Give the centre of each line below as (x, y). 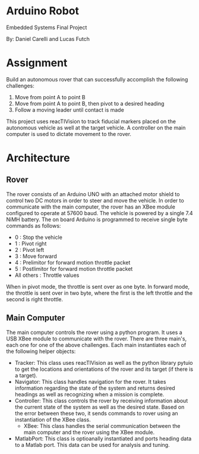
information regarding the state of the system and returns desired (95, 388)
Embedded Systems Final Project (47, 27)
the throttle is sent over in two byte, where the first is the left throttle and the (99, 293)
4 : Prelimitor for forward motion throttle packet (72, 262)
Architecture (38, 158)
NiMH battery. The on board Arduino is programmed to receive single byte (97, 219)
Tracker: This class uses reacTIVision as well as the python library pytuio (104, 362)
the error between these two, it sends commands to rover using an (96, 413)
